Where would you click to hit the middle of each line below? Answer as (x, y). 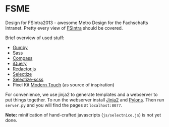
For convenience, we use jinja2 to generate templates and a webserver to (81, 94)
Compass (22, 58)
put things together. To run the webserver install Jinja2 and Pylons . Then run (85, 100)
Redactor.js (24, 69)
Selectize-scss (28, 79)
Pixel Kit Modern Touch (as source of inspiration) (63, 85)
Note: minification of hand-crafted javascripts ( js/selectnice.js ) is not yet (83, 115)
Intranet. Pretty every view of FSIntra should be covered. (64, 28)
